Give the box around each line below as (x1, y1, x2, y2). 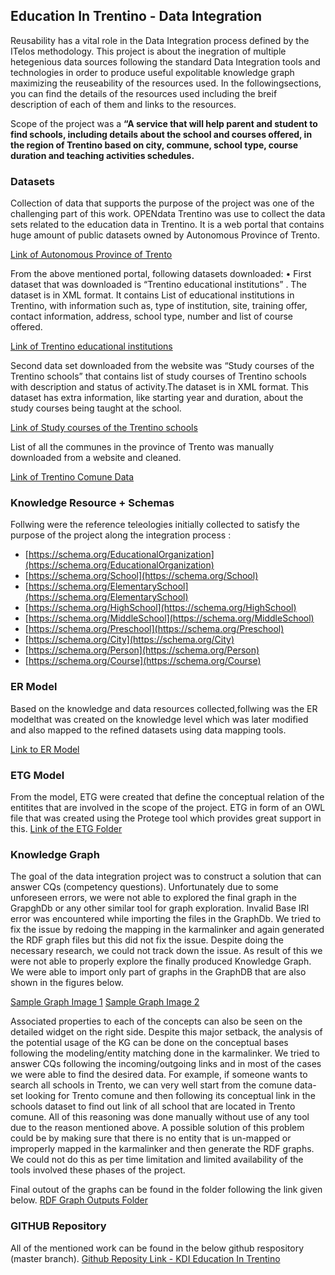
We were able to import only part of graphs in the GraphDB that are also (10, 966, 307, 978)
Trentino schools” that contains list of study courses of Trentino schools (10, 370, 307, 383)
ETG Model (10, 768, 65, 782)
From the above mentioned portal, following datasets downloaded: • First (10, 268, 312, 280)
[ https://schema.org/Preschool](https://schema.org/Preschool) (24, 623, 285, 635)
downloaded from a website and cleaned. (10, 452, 182, 464)
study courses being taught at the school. (10, 402, 182, 414)
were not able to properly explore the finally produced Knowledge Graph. (10, 955, 312, 968)
